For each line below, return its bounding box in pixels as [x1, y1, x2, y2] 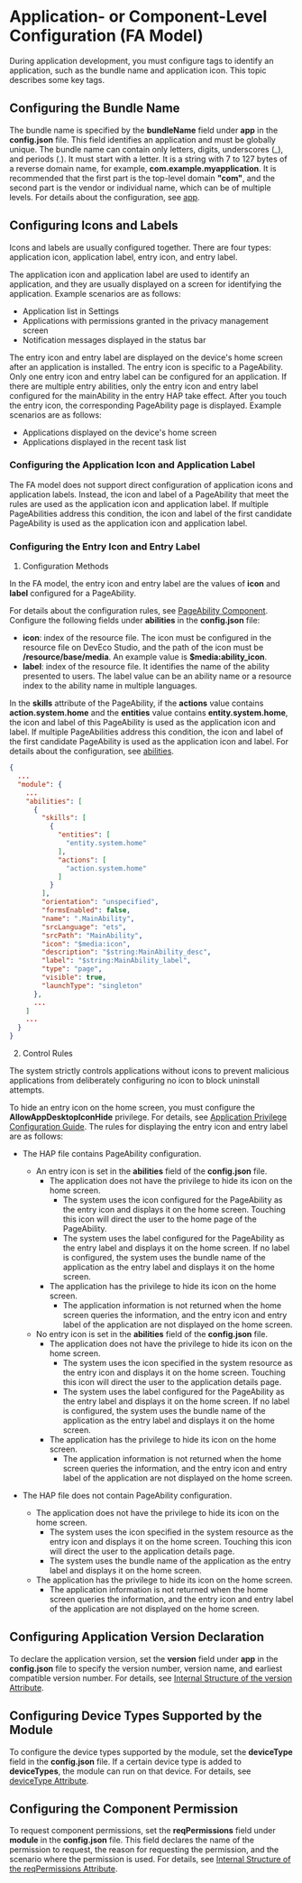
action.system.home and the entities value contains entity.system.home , [9, 707, 288, 718]
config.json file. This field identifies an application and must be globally [9, 134, 277, 145]
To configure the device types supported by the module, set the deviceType [9, 1746, 293, 1757]
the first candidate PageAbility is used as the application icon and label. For [9, 736, 288, 747]
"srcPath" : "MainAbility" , [41, 931, 143, 940]
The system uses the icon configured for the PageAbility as [62, 1195, 283, 1205]
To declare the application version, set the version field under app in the [9, 1653, 279, 1664]
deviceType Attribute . [9, 1775, 89, 1786]
